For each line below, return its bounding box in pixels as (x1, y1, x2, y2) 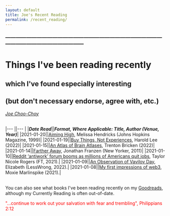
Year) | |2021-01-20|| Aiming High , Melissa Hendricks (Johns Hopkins (5, 131, 150, 137)
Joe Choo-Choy (5, 111, 39, 117)
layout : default (5, 7, 40, 13)
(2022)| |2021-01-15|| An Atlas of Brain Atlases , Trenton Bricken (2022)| (5, 142, 155, 148)
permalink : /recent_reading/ (5, 17, 67, 22)
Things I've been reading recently (5, 59, 152, 71)
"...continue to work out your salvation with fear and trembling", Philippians (5, 200, 162, 206)
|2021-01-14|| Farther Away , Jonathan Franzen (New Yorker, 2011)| (5, 147, 144, 154)
